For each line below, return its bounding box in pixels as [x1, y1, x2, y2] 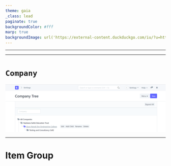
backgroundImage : [5, 35, 42, 40]
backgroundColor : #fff [5, 24, 53, 29]
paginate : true [5, 19, 38, 24]
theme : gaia [5, 8, 31, 13]
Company [5, 69, 38, 78]
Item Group [5, 150, 54, 161]
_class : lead [5, 13, 33, 19]
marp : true [5, 29, 28, 35]
